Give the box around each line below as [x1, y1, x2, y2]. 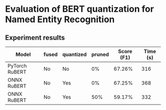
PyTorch [7, 62, 27, 69]
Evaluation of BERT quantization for [5, 3, 154, 15]
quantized [62, 51, 87, 57]
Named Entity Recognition [5, 14, 115, 25]
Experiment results [5, 33, 65, 42]
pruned [91, 51, 109, 57]
